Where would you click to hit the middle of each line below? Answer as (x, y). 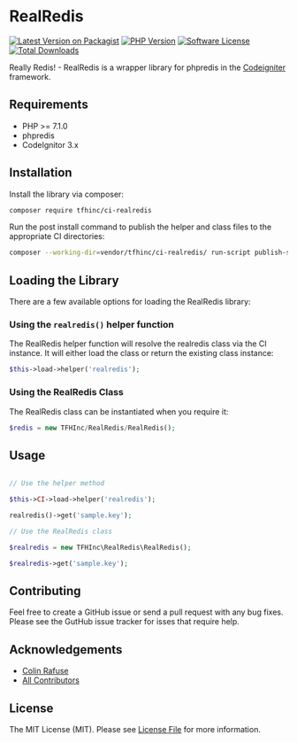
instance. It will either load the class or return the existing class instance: (141, 353)
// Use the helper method (57, 484)
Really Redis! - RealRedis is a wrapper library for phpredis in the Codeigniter (148, 67)
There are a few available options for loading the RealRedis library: (130, 302)
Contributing (45, 591)
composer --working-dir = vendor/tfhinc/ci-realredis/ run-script (130, 253)
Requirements (49, 105)
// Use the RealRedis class (61, 531)
